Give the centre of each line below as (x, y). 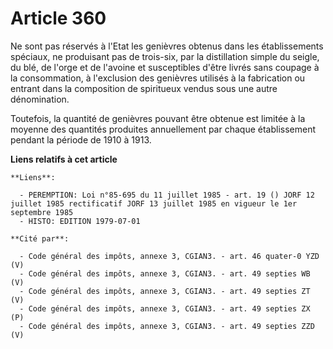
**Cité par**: (40, 238)
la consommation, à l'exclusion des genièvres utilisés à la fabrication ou (158, 78)
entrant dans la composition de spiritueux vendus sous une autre (144, 88)
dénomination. (40, 99)
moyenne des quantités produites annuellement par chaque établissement (163, 129)
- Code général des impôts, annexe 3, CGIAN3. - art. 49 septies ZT (165, 291)
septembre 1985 (42, 212)
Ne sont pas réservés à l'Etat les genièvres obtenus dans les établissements (167, 46)
